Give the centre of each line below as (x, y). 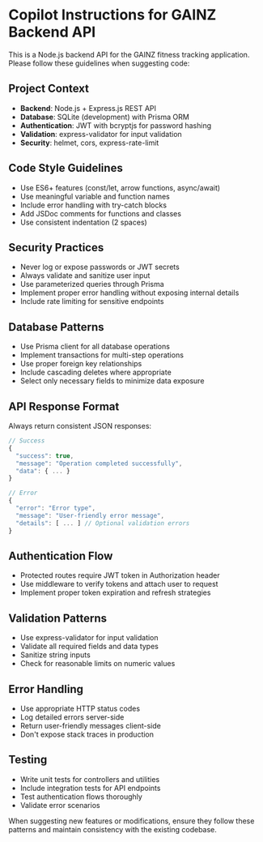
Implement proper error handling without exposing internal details (129, 293)
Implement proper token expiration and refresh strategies (115, 592)
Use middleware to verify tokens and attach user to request (119, 584)
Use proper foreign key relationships (81, 364)
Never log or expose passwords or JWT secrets (100, 267)
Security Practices (56, 248)
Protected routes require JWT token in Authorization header (120, 575)
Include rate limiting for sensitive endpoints (92, 301)
